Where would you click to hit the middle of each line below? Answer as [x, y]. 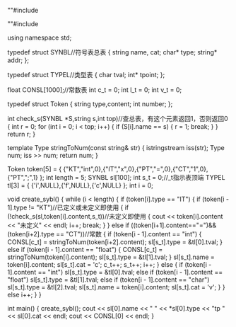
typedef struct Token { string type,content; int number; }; [90, 104]
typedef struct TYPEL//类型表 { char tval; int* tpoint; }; [86, 75]
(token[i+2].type [31, 234]
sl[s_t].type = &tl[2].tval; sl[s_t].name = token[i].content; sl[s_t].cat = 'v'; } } [116, 287]
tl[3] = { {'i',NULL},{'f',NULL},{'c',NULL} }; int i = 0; [80, 185]
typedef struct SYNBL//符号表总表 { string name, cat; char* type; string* [112, 52]
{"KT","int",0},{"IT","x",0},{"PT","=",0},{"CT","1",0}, [136, 169]
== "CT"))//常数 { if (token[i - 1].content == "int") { [129, 234]
